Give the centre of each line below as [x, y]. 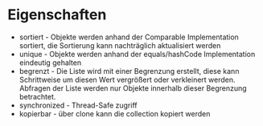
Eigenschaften [57, 15]
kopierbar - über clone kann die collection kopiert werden [115, 113]
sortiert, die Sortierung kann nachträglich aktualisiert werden [120, 45]
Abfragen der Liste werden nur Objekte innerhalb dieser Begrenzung [133, 88]
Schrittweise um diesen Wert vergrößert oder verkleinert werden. [127, 79]
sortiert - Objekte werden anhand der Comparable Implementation [129, 37]
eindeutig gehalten [50, 63]
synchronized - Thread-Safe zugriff [78, 105]
